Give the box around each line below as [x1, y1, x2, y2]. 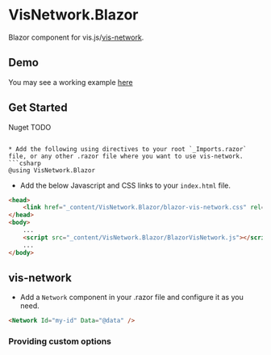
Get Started [8, 101, 68, 115]
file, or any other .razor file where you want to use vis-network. [8, 152, 244, 160]
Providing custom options [8, 336, 111, 347]
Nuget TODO [8, 122, 52, 132]
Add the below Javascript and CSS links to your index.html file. [19, 180, 231, 190]
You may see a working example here [8, 77, 133, 87]
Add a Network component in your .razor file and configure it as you [19, 293, 244, 302]
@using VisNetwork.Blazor [8, 166, 95, 175]
